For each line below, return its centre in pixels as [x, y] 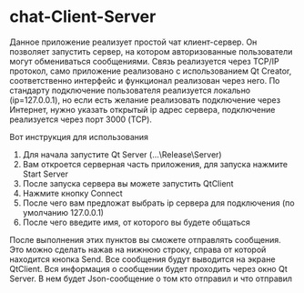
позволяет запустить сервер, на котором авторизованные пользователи [151, 51]
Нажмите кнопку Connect [72, 193]
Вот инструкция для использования [79, 136]
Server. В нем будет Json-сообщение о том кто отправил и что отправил [151, 278]
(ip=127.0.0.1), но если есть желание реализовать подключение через [145, 100]
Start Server [45, 174]
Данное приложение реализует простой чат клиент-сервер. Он [133, 42]
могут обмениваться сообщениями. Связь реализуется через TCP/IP [144, 61]
